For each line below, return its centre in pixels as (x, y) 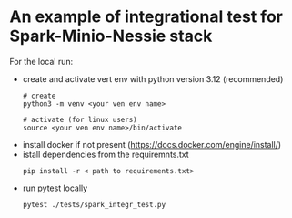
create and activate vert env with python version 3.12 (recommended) (153, 78)
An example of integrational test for (146, 17)
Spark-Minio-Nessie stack (111, 36)
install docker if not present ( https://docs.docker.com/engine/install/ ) (152, 144)
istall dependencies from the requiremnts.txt (106, 154)
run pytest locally (55, 188)
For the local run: (41, 61)
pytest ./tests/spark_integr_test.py (94, 204)
